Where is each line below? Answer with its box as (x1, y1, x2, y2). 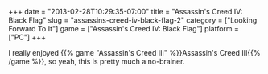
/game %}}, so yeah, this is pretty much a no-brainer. (8, 56, 185, 66)
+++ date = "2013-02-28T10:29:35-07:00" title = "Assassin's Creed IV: (8, 7, 243, 16)
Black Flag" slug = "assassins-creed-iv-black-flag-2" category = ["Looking (8, 15, 258, 25)
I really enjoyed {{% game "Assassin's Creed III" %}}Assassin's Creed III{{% (8, 48, 261, 57)
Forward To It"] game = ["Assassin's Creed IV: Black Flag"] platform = (8, 24, 240, 33)
